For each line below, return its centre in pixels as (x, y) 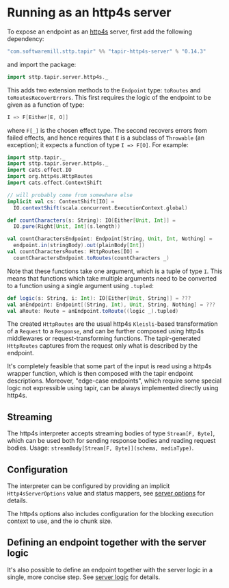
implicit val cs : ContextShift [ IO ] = (61, 201)
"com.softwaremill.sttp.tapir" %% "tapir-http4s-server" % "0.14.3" (107, 51)
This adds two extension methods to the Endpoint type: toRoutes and (104, 90)
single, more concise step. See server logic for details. (84, 577)
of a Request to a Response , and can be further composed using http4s (105, 331)
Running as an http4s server (90, 13)
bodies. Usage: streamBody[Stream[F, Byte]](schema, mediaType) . (100, 448)
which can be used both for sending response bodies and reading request (111, 441)
